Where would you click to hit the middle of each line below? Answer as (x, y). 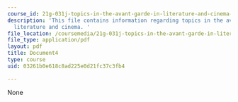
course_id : (23, 14)
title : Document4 (33, 53)
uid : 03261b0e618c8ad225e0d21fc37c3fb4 (66, 66)
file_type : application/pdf (49, 40)
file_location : (30, 33)
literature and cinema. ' (52, 27)
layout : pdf (25, 46)
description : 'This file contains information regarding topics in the (115, 20)
